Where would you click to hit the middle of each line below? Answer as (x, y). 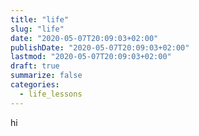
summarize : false (46, 76)
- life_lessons (51, 94)
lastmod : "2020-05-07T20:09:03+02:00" (91, 57)
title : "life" (40, 19)
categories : (35, 85)
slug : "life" (37, 29)
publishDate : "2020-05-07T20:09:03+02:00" (100, 47)
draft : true (35, 66)
